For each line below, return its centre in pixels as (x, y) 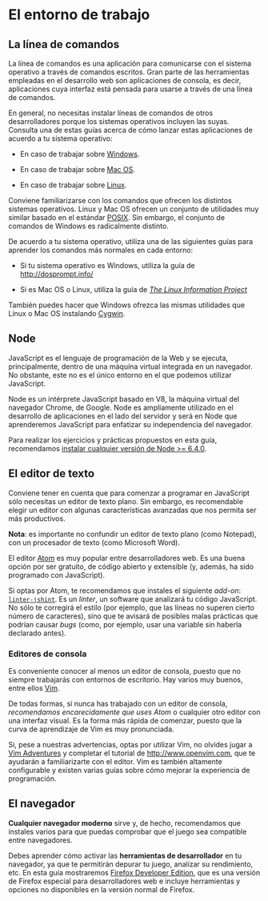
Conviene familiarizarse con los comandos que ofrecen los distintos (120, 200)
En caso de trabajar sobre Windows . (80, 154)
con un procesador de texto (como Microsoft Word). (94, 543)
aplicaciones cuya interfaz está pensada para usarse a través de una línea (131, 89)
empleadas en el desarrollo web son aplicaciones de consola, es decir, (125, 80)
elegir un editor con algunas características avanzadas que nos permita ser (132, 510)
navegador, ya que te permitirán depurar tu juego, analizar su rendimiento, (131, 864)
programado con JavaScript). (57, 575)
